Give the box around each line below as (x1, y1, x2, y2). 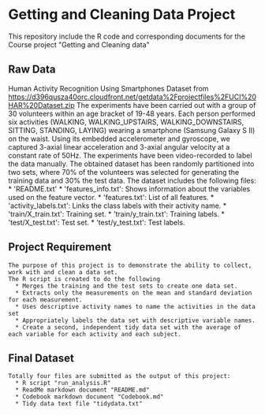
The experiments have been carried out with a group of (76, 100, 256, 109)
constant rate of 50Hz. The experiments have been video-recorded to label (8, 150, 252, 160)
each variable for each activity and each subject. (8, 330, 181, 338)
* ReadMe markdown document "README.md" (15, 386, 150, 395)
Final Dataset (8, 351, 75, 365)
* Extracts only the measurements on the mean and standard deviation (15, 289, 252, 297)
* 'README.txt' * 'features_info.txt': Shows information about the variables (8, 183, 251, 194)
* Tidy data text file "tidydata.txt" (15, 400, 144, 408)
